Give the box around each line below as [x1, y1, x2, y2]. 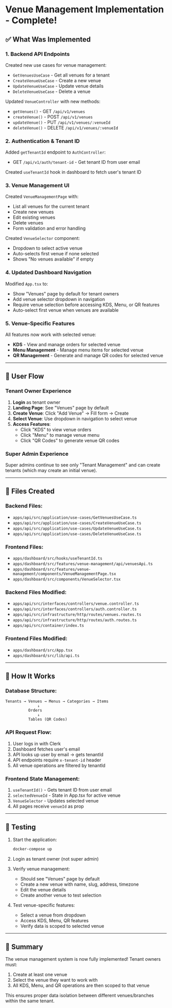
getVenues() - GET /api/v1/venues [12, 108, 85, 114]
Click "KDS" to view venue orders [20, 426, 92, 433]
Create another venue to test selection [20, 892, 101, 898]
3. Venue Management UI [5, 182, 70, 189]
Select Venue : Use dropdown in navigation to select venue [12, 415, 137, 422]
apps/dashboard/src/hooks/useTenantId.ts [12, 556, 102, 561]
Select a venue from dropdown [20, 912, 86, 918]
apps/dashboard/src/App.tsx [12, 647, 73, 653]
